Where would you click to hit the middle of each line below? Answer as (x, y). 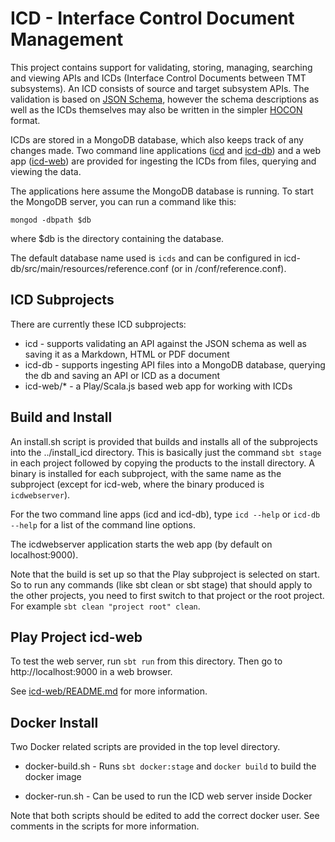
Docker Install (54, 722)
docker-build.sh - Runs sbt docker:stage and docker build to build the (170, 766)
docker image (53, 777)
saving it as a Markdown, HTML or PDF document (127, 354)
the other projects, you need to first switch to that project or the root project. (167, 595)
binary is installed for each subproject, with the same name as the (146, 473)
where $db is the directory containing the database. (117, 238)
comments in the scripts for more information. (105, 826)
